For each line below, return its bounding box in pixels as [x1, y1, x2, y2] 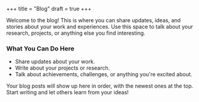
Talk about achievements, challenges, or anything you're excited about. [14, 71, 193, 78]
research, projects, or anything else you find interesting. [6, 29, 146, 37]
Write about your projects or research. [14, 64, 110, 71]
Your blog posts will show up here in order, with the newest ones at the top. [6, 82, 194, 89]
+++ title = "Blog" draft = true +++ [6, 5, 92, 12]
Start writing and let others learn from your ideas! [6, 89, 129, 96]
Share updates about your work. [14, 58, 95, 65]
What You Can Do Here [6, 44, 75, 53]
